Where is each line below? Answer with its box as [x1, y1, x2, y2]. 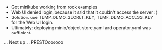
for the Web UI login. [11, 19, 54, 25]
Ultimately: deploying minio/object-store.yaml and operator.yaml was [11, 25, 151, 31]
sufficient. [11, 30, 32, 35]
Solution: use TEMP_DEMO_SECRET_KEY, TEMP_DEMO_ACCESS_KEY [11, 15, 154, 20]
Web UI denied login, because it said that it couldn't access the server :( [11, 9, 157, 15]
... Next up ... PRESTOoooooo [4, 39, 64, 45]
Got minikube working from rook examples [11, 4, 98, 10]
